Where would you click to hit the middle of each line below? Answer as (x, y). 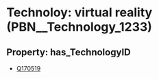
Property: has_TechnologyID (69, 52)
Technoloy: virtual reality (79, 13)
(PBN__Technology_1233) (79, 27)
